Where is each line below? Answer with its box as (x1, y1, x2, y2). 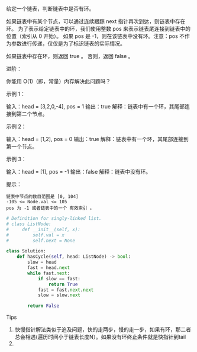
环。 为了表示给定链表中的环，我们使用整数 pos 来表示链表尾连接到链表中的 (6, 25, 191, 32)
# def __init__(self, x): (6, 226, 81, 232)
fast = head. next (27, 265, 70, 271)
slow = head (27, 260, 57, 265)
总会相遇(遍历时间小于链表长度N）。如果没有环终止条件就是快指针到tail (14, 334, 186, 341)
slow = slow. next (37, 292, 81, 298)
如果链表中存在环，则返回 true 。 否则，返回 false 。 (6, 53, 134, 59)
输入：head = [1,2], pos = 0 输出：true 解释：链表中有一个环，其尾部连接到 (6, 136, 189, 142)
